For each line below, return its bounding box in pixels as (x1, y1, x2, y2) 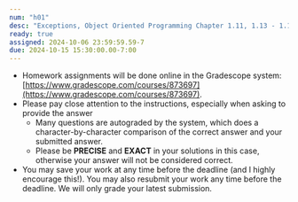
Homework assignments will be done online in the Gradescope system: (21, 70, 282, 81)
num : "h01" (9, 12, 50, 22)
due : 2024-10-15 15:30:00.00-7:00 (9, 46, 137, 55)
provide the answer (21, 108, 93, 119)
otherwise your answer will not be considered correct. (35, 155, 233, 166)
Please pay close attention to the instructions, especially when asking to (21, 98, 286, 109)
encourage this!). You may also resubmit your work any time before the (21, 174, 282, 184)
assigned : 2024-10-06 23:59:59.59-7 (9, 37, 145, 47)
